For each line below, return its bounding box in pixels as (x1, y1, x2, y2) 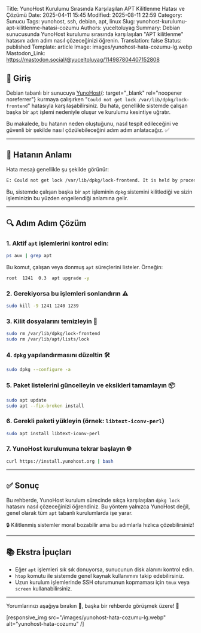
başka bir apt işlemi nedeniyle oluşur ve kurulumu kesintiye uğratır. (6, 108, 171, 116)
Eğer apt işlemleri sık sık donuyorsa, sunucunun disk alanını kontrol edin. (14, 566, 194, 573)
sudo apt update (6, 397, 47, 403)
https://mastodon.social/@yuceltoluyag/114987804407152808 (6, 56, 160, 63)
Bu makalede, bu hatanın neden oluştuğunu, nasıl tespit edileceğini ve (6, 120, 178, 127)
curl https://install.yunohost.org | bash (6, 458, 114, 464)
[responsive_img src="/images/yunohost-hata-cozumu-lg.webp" (6, 614, 166, 621)
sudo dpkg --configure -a (6, 367, 71, 373)
